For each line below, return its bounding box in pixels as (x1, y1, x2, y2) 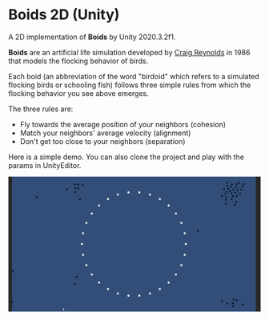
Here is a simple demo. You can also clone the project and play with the (8, 152, 244, 162)
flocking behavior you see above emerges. (8, 88, 150, 98)
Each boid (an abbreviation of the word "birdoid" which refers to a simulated (8, 71, 260, 81)
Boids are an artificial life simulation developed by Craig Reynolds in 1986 (8, 47, 251, 57)
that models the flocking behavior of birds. (8, 56, 149, 66)
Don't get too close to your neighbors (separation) (19, 136, 186, 146)
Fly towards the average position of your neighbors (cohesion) (19, 119, 227, 129)
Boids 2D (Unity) (8, 6, 120, 24)
